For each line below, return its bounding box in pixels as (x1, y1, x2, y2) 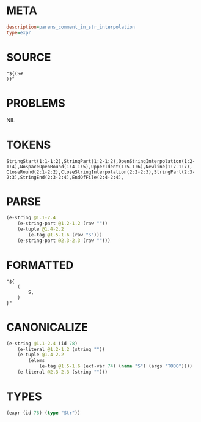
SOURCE (6, 50, 51, 64)
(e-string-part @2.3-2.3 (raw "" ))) (17, 237, 111, 244)
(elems (28, 358, 45, 364)
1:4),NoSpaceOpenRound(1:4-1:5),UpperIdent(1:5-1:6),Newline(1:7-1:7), (6, 164, 192, 170)
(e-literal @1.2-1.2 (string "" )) (17, 346, 105, 352)
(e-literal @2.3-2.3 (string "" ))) (17, 369, 108, 375)
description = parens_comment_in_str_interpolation (6, 24, 136, 30)
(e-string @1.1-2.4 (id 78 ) (6, 341, 78, 347)
